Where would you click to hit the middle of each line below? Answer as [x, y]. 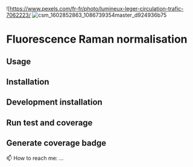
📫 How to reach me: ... [35, 158]
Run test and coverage [49, 123]
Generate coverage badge [56, 143]
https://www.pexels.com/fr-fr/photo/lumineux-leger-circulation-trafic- [97, 9]
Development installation [54, 102]
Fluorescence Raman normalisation [97, 39]
